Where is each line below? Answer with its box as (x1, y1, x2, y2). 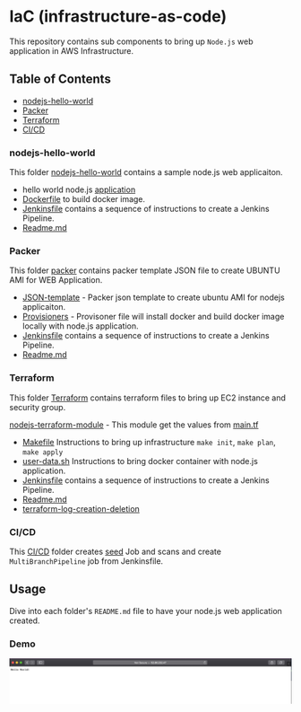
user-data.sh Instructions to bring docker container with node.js (21, 455, 258, 466)
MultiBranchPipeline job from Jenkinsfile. (9, 555, 164, 567)
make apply (21, 447, 64, 457)
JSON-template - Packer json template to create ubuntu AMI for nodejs (21, 292, 285, 303)
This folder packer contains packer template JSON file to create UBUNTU (9, 265, 280, 276)
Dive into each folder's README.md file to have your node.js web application (9, 605, 282, 616)
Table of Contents (9, 72, 112, 87)
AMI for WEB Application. (9, 275, 103, 286)
